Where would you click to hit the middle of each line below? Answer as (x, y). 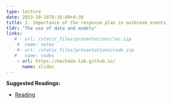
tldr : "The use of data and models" (51, 28)
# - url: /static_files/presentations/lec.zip (73, 39)
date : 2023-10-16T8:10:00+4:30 (45, 17)
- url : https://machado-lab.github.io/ (66, 61)
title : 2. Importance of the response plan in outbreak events (86, 22)
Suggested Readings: (33, 83)
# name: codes (34, 56)
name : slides (38, 66)
